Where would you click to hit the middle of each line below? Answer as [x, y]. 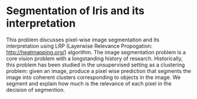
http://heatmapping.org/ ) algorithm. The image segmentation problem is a [96, 52]
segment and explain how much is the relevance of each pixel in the [89, 83]
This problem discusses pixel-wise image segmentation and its [83, 39]
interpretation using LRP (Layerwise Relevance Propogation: [79, 46]
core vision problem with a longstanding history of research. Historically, [95, 58]
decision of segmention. [35, 90]
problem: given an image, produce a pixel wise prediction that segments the [98, 71]
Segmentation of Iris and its [75, 11]
